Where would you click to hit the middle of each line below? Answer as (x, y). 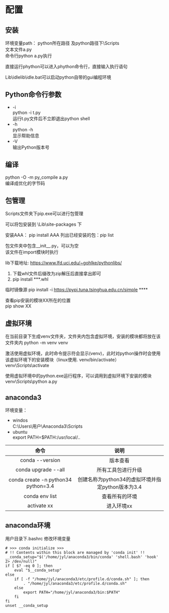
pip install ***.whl (30, 279)
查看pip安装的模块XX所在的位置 (38, 300)
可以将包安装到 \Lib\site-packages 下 (44, 224)
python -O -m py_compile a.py (37, 177)
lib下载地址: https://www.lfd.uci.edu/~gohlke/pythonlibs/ (64, 263)
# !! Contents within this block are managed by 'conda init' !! (75, 552)
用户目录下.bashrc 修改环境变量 (38, 538)
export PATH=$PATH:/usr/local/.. (46, 437)
